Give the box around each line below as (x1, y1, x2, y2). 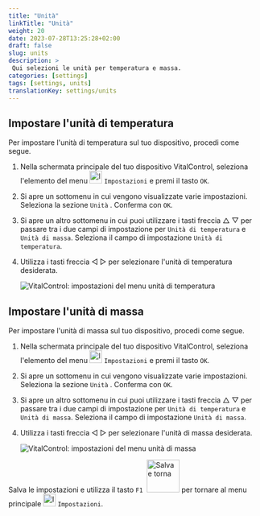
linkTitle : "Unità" (8, 19, 74, 27)
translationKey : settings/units (8, 86, 117, 95)
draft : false (8, 42, 52, 50)
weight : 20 (8, 27, 45, 35)
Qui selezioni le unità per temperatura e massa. (11, 64, 182, 72)
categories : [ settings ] (8, 72, 89, 80)
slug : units (8, 49, 48, 57)
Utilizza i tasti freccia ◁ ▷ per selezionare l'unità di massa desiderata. (19, 428, 253, 437)
